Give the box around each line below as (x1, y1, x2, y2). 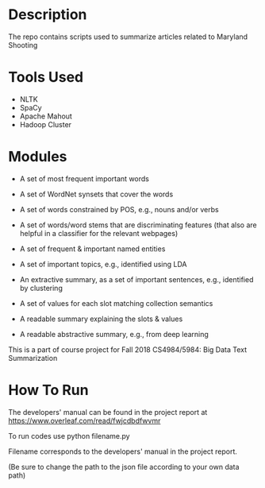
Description (8, 6, 87, 24)
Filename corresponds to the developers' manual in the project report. (8, 447, 238, 456)
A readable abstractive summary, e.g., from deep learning (19, 329, 209, 339)
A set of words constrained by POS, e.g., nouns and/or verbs (19, 204, 220, 214)
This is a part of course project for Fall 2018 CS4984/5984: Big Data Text (8, 344, 248, 354)
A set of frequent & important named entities (19, 244, 166, 254)
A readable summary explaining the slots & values (19, 314, 183, 323)
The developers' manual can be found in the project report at (8, 407, 208, 416)
